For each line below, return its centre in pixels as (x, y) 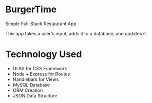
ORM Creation (28, 90)
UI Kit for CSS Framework (40, 68)
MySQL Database (31, 85)
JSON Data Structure (35, 95)
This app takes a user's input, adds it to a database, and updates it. (76, 33)
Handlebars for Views (36, 79)
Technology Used (44, 54)
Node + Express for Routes (41, 74)
